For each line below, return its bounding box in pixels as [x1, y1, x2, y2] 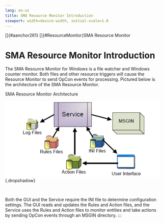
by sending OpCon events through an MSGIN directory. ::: [5, 212, 122, 218]
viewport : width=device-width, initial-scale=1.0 [5, 18, 109, 23]
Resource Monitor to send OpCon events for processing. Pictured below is [5, 76, 156, 82]
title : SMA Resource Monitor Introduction [5, 13, 93, 18]
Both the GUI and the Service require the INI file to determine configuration [5, 196, 157, 202]
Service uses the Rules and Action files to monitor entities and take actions [5, 207, 157, 213]
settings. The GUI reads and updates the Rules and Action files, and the [5, 202, 150, 208]
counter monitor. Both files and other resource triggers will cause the [5, 71, 145, 77]
